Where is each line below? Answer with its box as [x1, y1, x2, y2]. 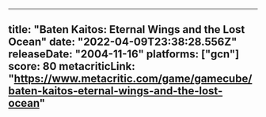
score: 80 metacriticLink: [8, 60, 136, 73]
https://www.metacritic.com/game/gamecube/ [13, 72, 253, 86]
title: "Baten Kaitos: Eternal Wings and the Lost [8, 23, 245, 36]
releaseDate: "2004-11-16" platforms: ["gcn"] [8, 48, 240, 61]
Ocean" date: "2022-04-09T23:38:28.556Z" [8, 35, 237, 49]
